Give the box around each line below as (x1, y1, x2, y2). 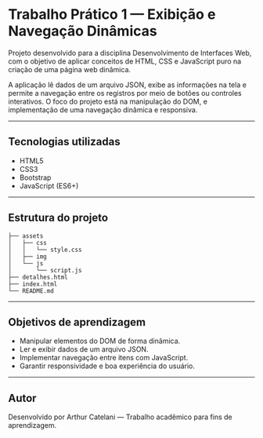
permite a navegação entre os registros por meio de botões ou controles (8, 88, 242, 97)
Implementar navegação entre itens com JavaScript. (19, 353, 189, 363)
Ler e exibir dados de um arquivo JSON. (19, 345, 149, 354)
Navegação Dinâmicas (8, 22, 158, 40)
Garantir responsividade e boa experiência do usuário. (19, 361, 196, 370)
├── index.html (8, 280, 58, 288)
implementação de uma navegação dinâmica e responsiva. (8, 104, 198, 115)
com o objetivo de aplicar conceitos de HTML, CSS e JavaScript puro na (8, 57, 242, 66)
